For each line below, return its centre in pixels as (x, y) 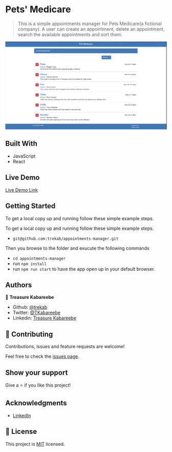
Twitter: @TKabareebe (36, 313)
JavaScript (24, 156)
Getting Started (30, 206)
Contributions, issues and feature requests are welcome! (65, 347)
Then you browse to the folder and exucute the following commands (77, 248)
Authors (19, 285)
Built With (21, 144)
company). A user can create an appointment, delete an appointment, (91, 29)
